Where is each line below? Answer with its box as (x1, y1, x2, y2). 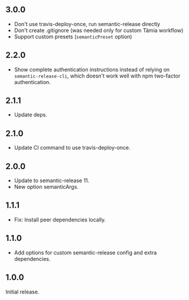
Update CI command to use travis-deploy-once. (14, 144, 131, 151)
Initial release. (5, 288, 40, 295)
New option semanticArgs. (14, 183, 79, 191)
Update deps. (14, 111, 48, 118)
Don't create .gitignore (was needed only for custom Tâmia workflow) (14, 27, 184, 34)
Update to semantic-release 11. (14, 177, 90, 184)
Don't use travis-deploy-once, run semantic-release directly (14, 20, 161, 27)
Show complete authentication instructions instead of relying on (14, 66, 170, 73)
